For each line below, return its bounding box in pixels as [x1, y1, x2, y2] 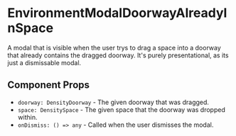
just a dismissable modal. [7, 58, 82, 67]
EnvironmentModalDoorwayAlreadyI [7, 5, 227, 21]
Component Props [7, 79, 90, 91]
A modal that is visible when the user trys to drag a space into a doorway [7, 43, 222, 52]
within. [17, 113, 38, 121]
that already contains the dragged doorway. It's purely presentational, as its [7, 51, 229, 59]
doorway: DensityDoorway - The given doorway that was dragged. [17, 98, 210, 106]
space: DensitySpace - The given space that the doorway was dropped [17, 105, 225, 114]
